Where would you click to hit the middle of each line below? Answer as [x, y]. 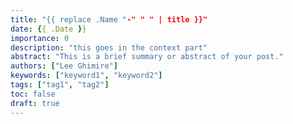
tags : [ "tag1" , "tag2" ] [60, 85]
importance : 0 [40, 38]
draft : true [35, 103]
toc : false [33, 94]
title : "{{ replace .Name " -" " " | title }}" [109, 19]
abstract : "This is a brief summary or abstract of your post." [147, 57]
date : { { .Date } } [48, 29]
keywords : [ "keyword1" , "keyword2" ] [86, 76]
